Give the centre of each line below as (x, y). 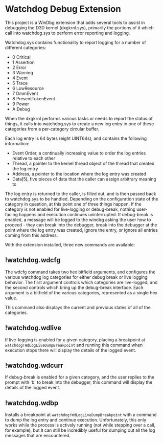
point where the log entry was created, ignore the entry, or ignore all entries (81, 230)
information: (17, 143)
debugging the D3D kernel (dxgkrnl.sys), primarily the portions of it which (80, 27)
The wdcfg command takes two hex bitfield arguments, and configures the (80, 272)
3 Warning (23, 72)
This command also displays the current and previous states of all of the (78, 307)
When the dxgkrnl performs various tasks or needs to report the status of (79, 118)
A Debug (21, 109)
